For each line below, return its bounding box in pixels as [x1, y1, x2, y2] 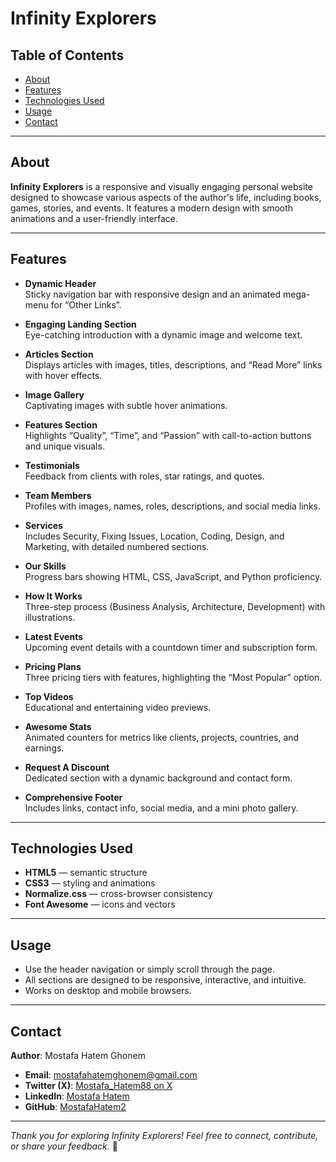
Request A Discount [24, 761, 110, 773]
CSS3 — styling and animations [24, 877, 156, 889]
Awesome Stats [24, 720, 92, 732]
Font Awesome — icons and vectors [24, 898, 176, 911]
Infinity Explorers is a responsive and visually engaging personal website [10, 180, 313, 192]
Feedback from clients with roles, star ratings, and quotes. [24, 470, 265, 482]
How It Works [24, 590, 83, 602]
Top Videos [24, 690, 74, 702]
